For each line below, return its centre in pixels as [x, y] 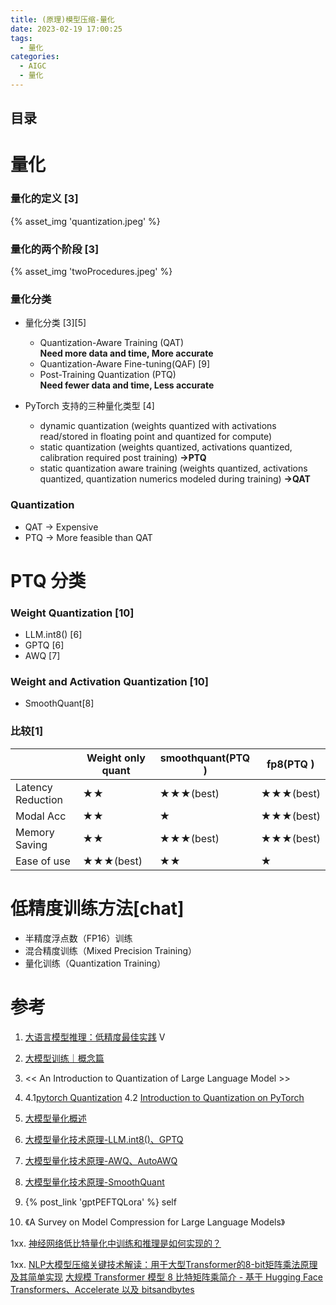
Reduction [39, 799]
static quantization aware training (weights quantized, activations [173, 468]
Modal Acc [41, 816]
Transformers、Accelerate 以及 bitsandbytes [102, 1289]
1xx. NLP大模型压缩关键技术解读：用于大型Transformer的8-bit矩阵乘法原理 [164, 1264]
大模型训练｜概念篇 [64, 1058]
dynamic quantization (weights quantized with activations [158, 426]
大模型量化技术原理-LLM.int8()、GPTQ [104, 1139]
